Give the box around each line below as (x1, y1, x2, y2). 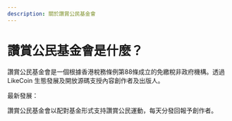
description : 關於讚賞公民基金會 (7, 10, 97, 18)
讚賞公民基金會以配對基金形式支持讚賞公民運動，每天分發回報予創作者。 (7, 106, 217, 115)
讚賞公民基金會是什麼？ (7, 43, 144, 58)
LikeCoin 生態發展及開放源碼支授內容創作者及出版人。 (7, 76, 164, 84)
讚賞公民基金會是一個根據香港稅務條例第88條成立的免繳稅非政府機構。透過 (7, 68, 226, 76)
